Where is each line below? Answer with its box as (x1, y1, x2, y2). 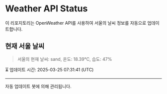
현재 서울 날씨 (5, 42, 45, 50)
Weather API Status (5, 3, 88, 14)
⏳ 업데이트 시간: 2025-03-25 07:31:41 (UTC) (5, 66, 94, 72)
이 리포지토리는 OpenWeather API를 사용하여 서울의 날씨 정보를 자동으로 (5, 20, 147, 26)
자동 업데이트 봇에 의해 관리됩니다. (5, 83, 72, 89)
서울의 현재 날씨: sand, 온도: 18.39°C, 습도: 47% (17, 56, 112, 62)
